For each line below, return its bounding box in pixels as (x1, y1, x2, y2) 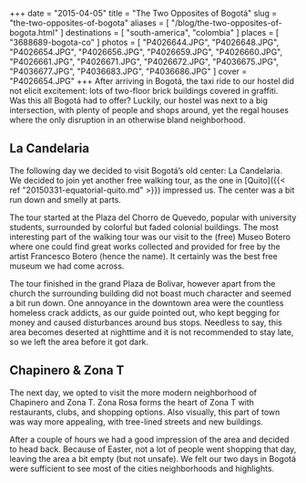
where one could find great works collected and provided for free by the (9, 241, 280, 252)
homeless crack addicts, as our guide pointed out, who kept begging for (9, 307, 280, 318)
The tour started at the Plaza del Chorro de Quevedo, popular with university (9, 212, 297, 223)
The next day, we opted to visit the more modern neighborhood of (9, 387, 258, 398)
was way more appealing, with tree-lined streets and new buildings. (9, 415, 264, 427)
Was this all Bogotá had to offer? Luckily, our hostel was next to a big (9, 95, 269, 106)
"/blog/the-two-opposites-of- (171, 17, 282, 28)
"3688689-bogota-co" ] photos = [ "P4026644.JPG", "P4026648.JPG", (9, 37, 280, 47)
